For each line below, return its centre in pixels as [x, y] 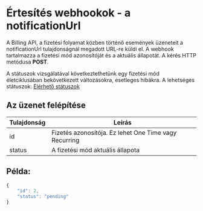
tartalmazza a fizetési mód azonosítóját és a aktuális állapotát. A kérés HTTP [101, 55]
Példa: [19, 171]
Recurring [65, 140]
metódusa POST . [27, 62]
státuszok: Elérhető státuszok [43, 86]
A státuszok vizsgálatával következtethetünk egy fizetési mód [83, 73]
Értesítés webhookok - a [69, 13]
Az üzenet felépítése [46, 105]
